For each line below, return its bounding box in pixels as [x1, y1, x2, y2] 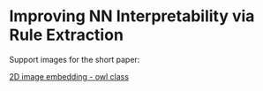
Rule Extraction [9, 25, 124, 45]
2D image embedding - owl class [9, 71, 130, 81]
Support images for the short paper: [9, 54, 140, 64]
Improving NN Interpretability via [9, 6, 255, 27]
